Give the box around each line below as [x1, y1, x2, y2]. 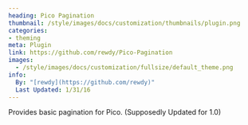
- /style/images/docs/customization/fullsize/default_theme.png [15, 64, 234, 72]
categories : [8, 26, 48, 34]
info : [8, 71, 26, 79]
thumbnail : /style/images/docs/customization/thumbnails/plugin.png [8, 19, 241, 27]
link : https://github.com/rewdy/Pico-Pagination [8, 49, 173, 57]
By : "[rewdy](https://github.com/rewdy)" [15, 78, 155, 86]
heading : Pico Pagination [8, 11, 94, 20]
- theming [8, 33, 41, 42]
